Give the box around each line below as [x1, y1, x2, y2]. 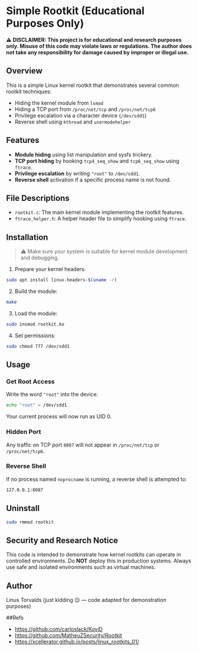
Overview [6, 66, 43, 76]
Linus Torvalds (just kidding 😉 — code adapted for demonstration [6, 597, 167, 604]
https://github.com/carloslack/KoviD [14, 626, 103, 633]
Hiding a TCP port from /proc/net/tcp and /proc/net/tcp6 [14, 105, 156, 113]
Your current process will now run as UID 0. [6, 413, 112, 420]
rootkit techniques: [6, 87, 52, 95]
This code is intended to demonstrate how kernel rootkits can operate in [6, 551, 181, 558]
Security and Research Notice [6, 535, 118, 545]
